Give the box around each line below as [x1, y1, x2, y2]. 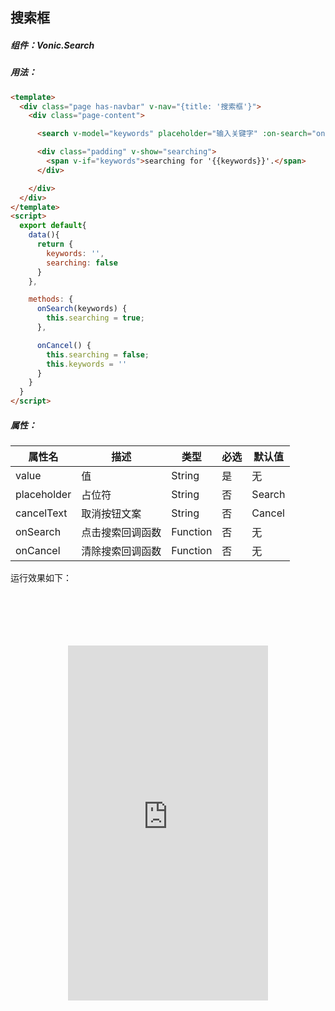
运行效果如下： [10, 572, 72, 584]
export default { [19, 221, 87, 231]
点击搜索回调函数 [81, 526, 162, 540]
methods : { [28, 294, 74, 305]
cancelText [15, 506, 68, 520]
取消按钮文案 [81, 507, 142, 521]
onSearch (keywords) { [36, 304, 128, 314]
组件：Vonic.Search [10, 39, 95, 51]
